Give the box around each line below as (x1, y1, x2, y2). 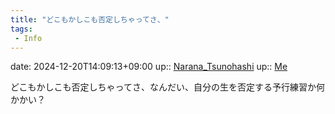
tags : (10, 24, 33, 34)
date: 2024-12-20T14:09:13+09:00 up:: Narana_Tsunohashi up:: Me (10, 61, 288, 73)
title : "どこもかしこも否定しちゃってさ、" (10, 14, 170, 25)
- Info (14, 33, 43, 43)
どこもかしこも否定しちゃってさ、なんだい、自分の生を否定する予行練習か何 (10, 81, 325, 93)
